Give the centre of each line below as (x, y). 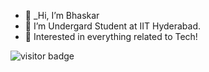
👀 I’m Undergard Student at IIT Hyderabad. (113, 26)
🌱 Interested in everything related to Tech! (111, 36)
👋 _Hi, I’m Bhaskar (62, 15)
